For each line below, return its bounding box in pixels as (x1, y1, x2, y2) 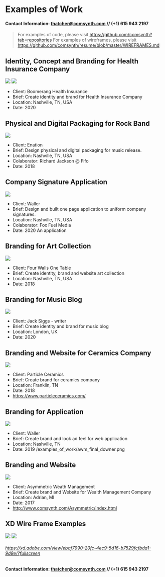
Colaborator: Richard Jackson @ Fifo (12, 158, 89, 164)
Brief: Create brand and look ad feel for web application (12, 436, 128, 442)
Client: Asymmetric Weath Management (12, 483, 95, 489)
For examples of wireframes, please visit (53, 37, 137, 43)
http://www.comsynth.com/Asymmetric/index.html (12, 505, 117, 511)
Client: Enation (12, 142, 43, 148)
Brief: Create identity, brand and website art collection (12, 270, 124, 276)
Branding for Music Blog (5, 295, 83, 304)
